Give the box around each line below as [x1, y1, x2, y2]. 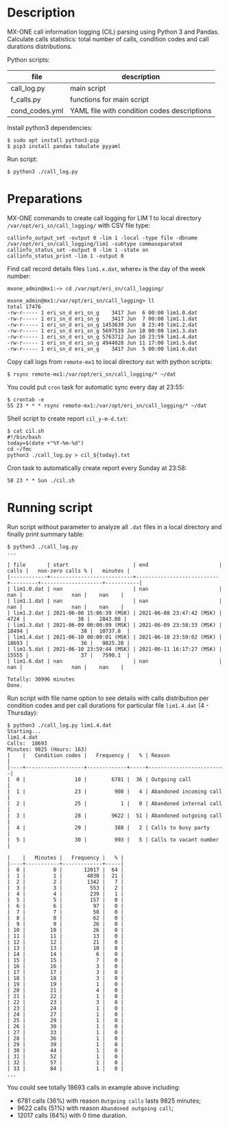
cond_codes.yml [10, 105, 64, 115]
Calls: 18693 [7, 740, 48, 747]
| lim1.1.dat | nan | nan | [7, 597, 223, 604]
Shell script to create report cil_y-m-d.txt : [7, 414, 128, 423]
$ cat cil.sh [7, 427, 45, 434]
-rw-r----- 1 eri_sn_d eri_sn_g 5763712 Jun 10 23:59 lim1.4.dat [7, 333, 197, 340]
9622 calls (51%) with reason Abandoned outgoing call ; [16, 1103, 173, 1112]
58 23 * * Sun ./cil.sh [7, 477, 75, 484]
